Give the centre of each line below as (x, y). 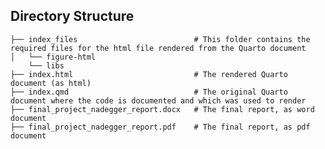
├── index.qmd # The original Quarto (149, 92)
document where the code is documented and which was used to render (158, 100)
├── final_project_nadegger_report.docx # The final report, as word (162, 109)
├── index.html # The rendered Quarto (149, 74)
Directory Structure (72, 16)
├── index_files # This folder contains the (160, 39)
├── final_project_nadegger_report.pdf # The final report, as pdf (160, 127)
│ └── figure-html (53, 57)
